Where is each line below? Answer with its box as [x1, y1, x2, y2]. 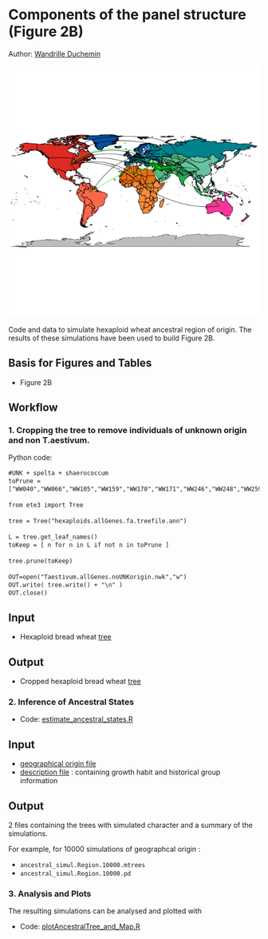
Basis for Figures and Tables [8, 356, 152, 370]
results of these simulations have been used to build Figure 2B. [8, 333, 215, 343]
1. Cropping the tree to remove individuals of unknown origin [8, 425, 247, 436]
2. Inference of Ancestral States [8, 696, 134, 707]
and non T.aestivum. [8, 435, 90, 446]
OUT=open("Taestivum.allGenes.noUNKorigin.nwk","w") [8, 573, 187, 581]
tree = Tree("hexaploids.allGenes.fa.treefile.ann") [8, 517, 187, 525]
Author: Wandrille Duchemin [8, 49, 101, 58]
